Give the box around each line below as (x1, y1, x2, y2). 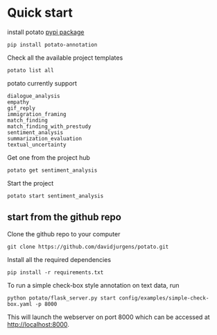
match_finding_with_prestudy (7, 123, 92, 130)
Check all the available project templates (7, 54, 123, 62)
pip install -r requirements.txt (7, 269, 104, 276)
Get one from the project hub (7, 153, 90, 161)
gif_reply (7, 104, 36, 112)
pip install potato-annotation (7, 41, 98, 48)
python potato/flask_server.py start (7, 294, 116, 302)
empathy (7, 99, 30, 106)
